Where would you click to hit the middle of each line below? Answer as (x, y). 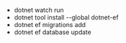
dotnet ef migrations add (50, 25)
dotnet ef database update (52, 32)
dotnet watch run (39, 10)
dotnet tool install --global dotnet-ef (66, 17)
